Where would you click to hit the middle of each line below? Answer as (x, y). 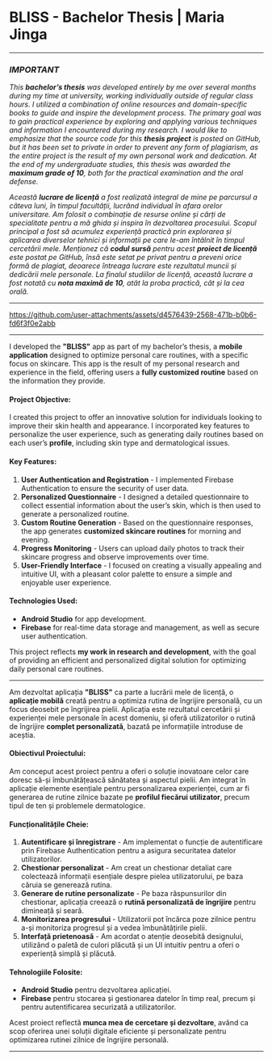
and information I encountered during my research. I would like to (118, 130)
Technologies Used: (44, 601)
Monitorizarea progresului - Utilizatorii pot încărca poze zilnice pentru (138, 920)
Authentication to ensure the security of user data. (105, 488)
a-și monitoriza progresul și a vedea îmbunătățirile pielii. (114, 928)
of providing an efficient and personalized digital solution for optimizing (128, 660)
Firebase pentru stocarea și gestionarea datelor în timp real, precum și (138, 999)
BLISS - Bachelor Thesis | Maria (117, 17)
